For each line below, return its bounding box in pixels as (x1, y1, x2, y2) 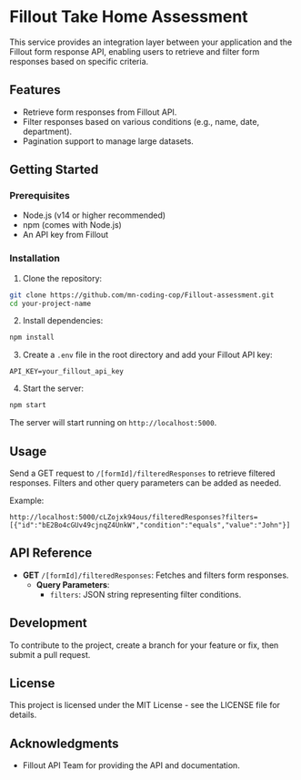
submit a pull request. (9, 649, 91, 660)
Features (9, 82, 61, 97)
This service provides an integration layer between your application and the (9, 36, 293, 47)
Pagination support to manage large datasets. (22, 135, 194, 147)
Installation (9, 252, 61, 265)
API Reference (9, 545, 93, 561)
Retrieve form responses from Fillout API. (22, 107, 177, 118)
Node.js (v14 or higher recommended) (22, 210, 166, 221)
